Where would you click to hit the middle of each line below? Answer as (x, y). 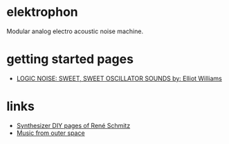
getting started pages (70, 59)
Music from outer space (51, 133)
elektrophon (43, 12)
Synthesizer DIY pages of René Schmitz (73, 125)
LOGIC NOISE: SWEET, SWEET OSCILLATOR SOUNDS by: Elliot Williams (119, 78)
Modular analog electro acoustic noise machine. (75, 31)
